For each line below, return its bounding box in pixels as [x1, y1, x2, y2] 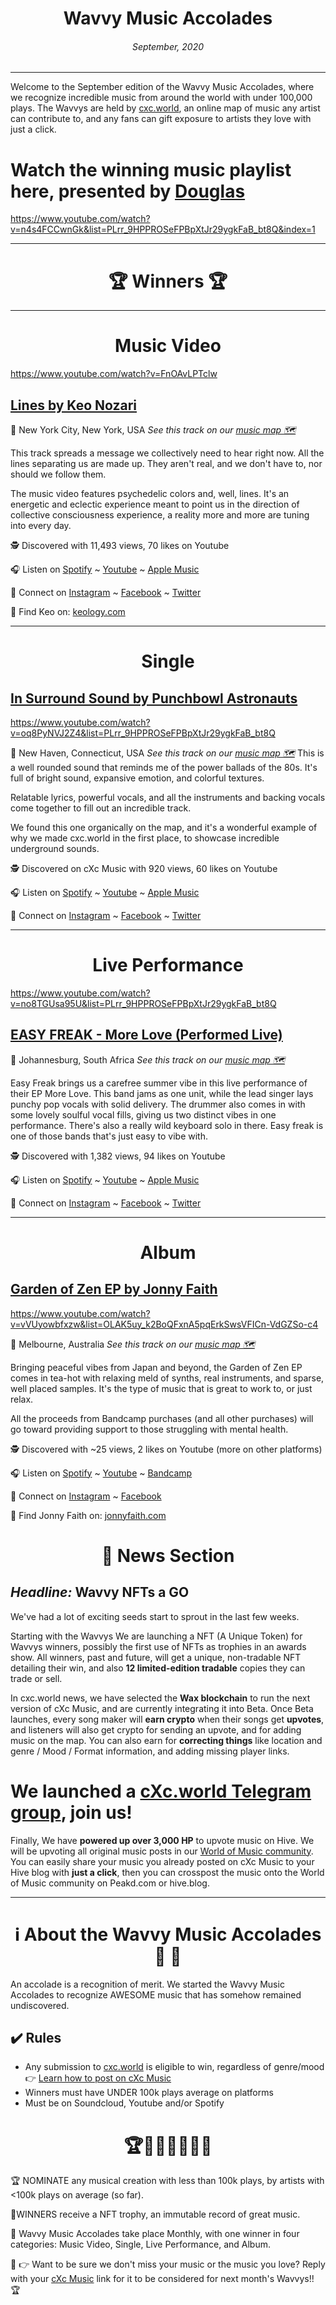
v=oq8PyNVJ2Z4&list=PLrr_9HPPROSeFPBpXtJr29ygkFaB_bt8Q [10, 727, 276, 739]
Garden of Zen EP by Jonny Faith [10, 1281, 218, 1298]
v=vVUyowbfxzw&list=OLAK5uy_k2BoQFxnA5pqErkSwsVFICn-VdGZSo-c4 [10, 1318, 319, 1330]
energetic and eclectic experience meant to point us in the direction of [10, 498, 300, 511]
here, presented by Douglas [10, 180, 246, 202]
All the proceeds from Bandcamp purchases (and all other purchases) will [10, 1412, 314, 1424]
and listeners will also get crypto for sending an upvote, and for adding [10, 1723, 302, 1736]
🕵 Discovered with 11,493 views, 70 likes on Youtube [10, 540, 230, 552]
